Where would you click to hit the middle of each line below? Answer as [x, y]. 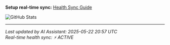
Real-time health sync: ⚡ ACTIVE [39, 37]
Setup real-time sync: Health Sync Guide [49, 7]
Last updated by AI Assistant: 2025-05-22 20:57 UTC [61, 32]
